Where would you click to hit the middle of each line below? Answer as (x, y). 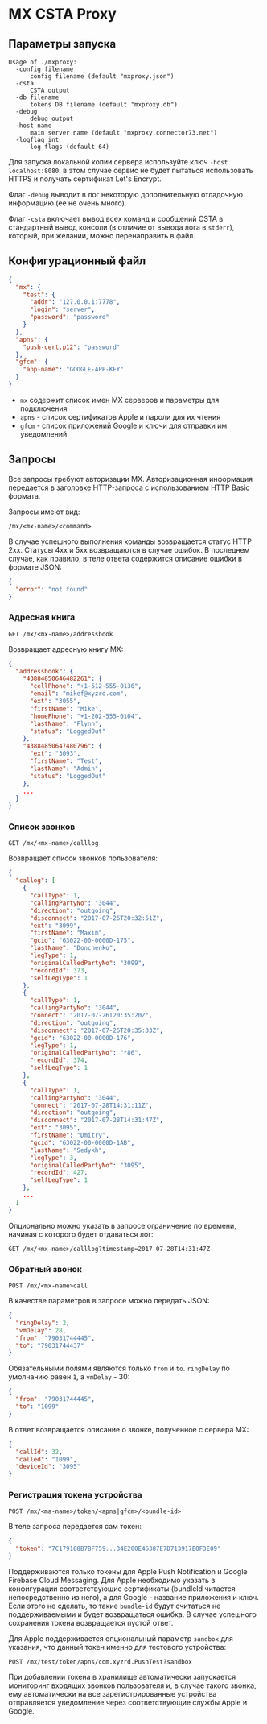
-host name (34, 126)
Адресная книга (42, 617)
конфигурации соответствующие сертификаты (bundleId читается (122, 1589)
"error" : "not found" (52, 589)
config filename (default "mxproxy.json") (102, 77)
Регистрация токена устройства (75, 1495)
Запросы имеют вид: (44, 512)
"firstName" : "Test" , (66, 761)
